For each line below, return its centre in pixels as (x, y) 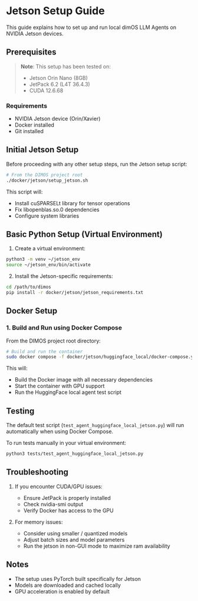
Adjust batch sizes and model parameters (74, 539)
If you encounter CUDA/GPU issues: (59, 486)
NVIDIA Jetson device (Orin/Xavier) (57, 119)
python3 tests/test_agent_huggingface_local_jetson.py (75, 454)
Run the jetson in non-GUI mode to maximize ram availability (97, 546)
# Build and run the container (44, 351)
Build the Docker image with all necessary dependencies (84, 380)
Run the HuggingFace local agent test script (68, 392)
